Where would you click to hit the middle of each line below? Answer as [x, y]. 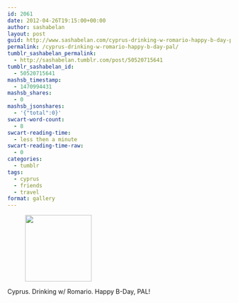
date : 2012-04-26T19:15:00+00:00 [57, 21]
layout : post [27, 34]
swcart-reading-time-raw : [45, 146]
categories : [25, 159]
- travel [27, 192]
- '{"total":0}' [38, 113]
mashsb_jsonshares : [36, 106]
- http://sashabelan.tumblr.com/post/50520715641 [88, 60]
